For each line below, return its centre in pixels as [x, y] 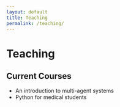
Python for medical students [51, 97]
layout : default [27, 12]
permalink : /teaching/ [35, 23]
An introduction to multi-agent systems [65, 91]
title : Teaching [27, 18]
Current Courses [39, 76]
